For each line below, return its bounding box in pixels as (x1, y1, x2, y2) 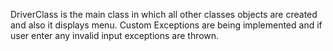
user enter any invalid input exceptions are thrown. (10, 30, 220, 41)
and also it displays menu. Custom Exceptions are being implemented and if (10, 19, 323, 31)
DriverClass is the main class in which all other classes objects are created (10, 9, 318, 20)
